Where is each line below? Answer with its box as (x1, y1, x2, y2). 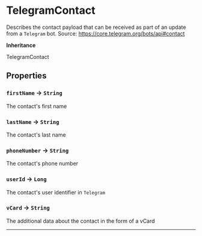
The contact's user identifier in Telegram (6, 188, 105, 196)
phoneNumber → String (6, 146, 69, 154)
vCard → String (6, 203, 50, 212)
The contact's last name (6, 131, 66, 138)
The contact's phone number (6, 160, 79, 167)
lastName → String (6, 117, 60, 126)
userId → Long (6, 175, 47, 184)
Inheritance (6, 42, 36, 49)
